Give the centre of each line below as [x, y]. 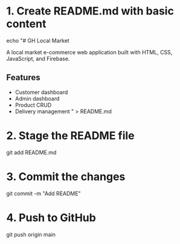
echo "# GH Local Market [38, 40]
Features [23, 77]
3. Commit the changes [66, 177]
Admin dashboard [37, 98]
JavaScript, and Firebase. [38, 58]
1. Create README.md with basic [90, 11]
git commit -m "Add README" [43, 193]
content [26, 24]
